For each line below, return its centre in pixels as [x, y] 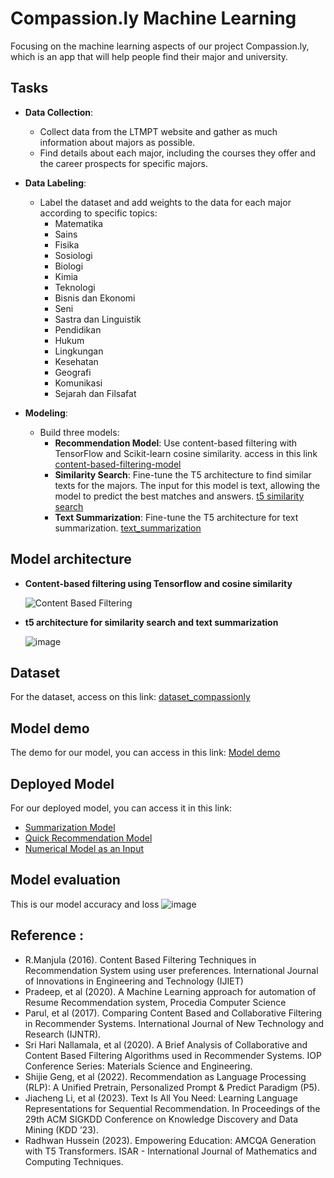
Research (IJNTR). [63, 1034]
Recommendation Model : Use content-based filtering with [176, 443]
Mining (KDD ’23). [61, 1129]
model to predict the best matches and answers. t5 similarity [179, 496]
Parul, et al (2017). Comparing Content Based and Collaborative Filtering [173, 1013]
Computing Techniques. [74, 1161]
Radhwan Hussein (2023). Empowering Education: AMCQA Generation [170, 1140]
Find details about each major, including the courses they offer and [177, 153]
